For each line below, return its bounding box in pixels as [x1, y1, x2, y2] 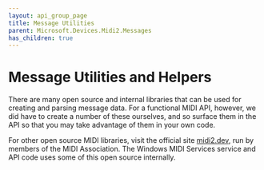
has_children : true [8, 34, 74, 42]
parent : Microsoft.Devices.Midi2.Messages [8, 26, 152, 34]
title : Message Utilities [8, 19, 94, 27]
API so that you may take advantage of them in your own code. [8, 121, 216, 130]
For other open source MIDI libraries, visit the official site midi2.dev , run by [8, 136, 254, 145]
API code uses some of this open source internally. [8, 152, 176, 162]
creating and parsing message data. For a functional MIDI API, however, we [8, 103, 256, 113]
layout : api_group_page [8, 11, 88, 20]
